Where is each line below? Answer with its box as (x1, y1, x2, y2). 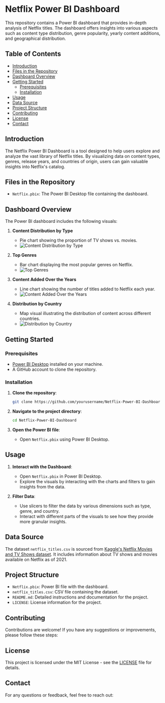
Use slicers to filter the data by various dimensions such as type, (19, 503, 151, 509)
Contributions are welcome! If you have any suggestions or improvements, (5, 627, 156, 633)
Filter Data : (12, 493, 35, 499)
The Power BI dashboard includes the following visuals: (5, 218, 118, 224)
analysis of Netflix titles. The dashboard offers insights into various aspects (5, 25, 158, 31)
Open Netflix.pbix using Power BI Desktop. (19, 436, 110, 442)
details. (5, 665, 20, 670)
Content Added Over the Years (12, 277, 76, 282)
